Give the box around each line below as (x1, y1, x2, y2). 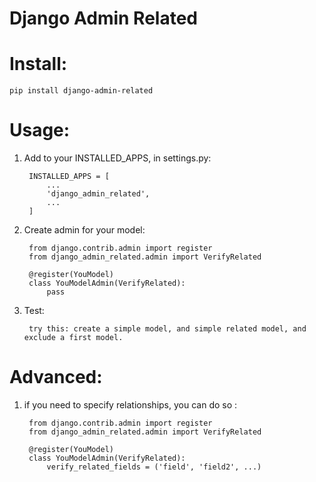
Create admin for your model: (23, 224, 146, 236)
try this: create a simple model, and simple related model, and (28, 324, 307, 334)
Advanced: (9, 366, 103, 389)
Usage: (9, 119, 71, 142)
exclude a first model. (23, 333, 124, 343)
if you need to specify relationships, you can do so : (23, 399, 238, 411)
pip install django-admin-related (9, 86, 154, 96)
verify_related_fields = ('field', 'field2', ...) (46, 462, 262, 472)
